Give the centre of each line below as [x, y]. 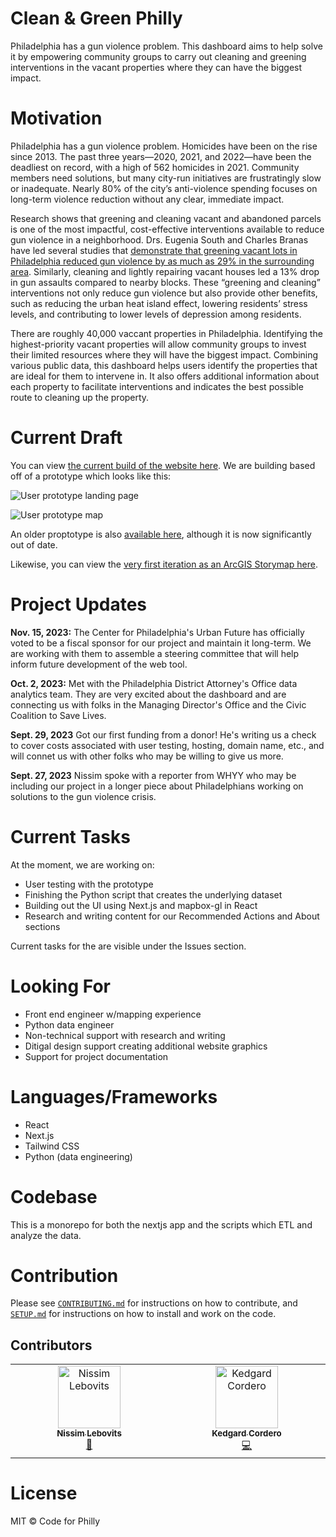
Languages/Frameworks [114, 1096]
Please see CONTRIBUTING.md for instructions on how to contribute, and [154, 1303]
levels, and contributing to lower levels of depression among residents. [156, 314]
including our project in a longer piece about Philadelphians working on [157, 786]
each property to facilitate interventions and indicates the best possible [157, 386]
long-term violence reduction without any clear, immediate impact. [147, 199]
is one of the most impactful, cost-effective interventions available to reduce [167, 229]
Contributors [51, 1345]
